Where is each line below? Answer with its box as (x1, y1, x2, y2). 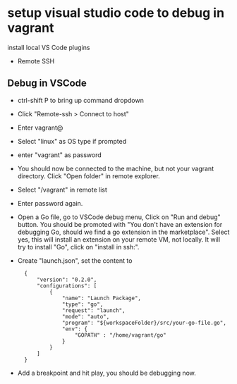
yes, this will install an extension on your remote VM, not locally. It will (17, 235, 221, 244)
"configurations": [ (36, 282, 97, 290)
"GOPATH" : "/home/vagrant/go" (74, 331, 167, 339)
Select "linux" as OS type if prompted (17, 137, 127, 145)
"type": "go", (62, 301, 104, 308)
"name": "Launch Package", (62, 295, 142, 302)
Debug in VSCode (7, 78, 87, 89)
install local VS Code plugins (7, 43, 90, 51)
